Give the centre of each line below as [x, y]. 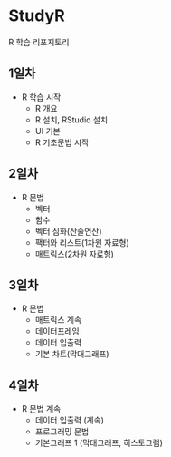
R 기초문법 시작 [62, 142]
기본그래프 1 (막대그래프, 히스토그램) [99, 443]
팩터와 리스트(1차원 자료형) [82, 242]
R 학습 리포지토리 [39, 42]
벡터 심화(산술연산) [68, 231]
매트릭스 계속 [58, 320]
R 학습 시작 [41, 97]
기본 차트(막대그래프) [72, 354]
